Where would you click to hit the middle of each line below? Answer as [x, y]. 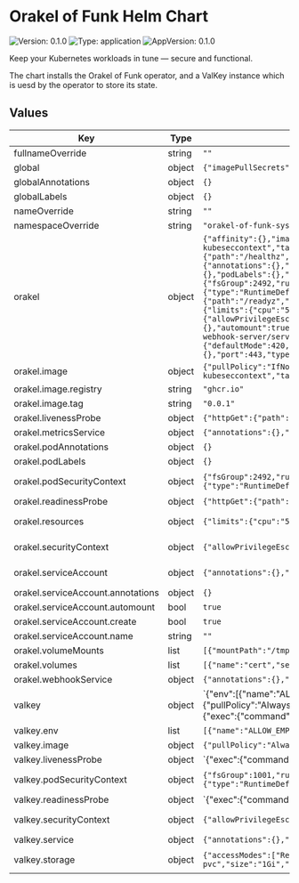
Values [29, 113]
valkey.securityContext [62, 819]
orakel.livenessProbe [57, 417]
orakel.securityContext [61, 547]
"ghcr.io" [224, 389]
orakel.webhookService [63, 679]
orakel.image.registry [58, 389]
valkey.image [41, 745]
